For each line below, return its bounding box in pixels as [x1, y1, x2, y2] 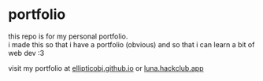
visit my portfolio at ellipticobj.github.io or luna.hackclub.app [8, 63, 204, 72]
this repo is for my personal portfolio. [8, 31, 128, 41]
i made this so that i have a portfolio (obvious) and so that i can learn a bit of [8, 39, 255, 49]
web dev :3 [8, 48, 45, 57]
